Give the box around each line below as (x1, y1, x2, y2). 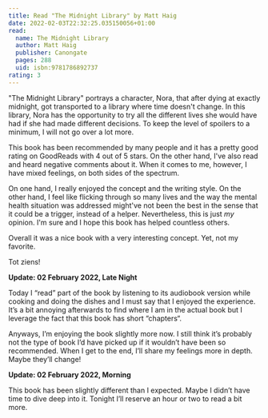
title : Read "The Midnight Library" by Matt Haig (8, 11, 178, 20)
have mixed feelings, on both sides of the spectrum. (8, 168, 180, 177)
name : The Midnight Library (15, 34, 110, 42)
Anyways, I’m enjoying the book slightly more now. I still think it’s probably (8, 328, 252, 338)
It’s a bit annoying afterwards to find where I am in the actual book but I (8, 305, 242, 314)
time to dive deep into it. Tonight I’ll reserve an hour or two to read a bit (8, 393, 242, 404)
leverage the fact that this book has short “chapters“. (8, 313, 182, 323)
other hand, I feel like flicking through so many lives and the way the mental (8, 192, 258, 201)
